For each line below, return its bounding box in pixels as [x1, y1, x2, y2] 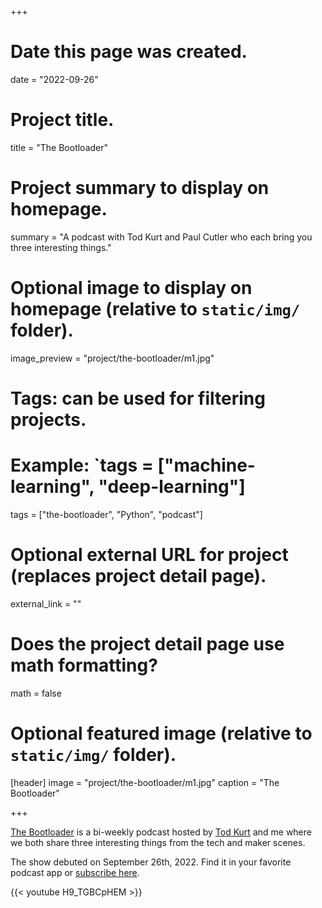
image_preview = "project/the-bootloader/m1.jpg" [10, 352, 215, 364]
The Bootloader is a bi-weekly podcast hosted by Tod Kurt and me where [10, 826, 312, 838]
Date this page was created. [10, 41, 248, 63]
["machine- [157, 454, 256, 477]
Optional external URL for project [10, 544, 289, 566]
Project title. [10, 109, 115, 131]
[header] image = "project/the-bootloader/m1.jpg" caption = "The [10, 776, 280, 788]
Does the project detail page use [10, 633, 285, 655]
